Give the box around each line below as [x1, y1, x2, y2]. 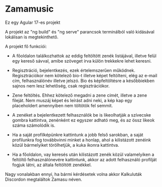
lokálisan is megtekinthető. [5, 34, 59, 40]
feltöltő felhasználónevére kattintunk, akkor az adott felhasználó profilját [12, 156, 157, 162]
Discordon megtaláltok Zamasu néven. [5, 176, 82, 182]
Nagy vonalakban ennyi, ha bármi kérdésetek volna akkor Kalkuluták [5, 171, 142, 177]
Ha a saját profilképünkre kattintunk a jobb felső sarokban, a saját [12, 132, 144, 137]
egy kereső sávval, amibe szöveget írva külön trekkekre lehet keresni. [12, 58, 152, 64]
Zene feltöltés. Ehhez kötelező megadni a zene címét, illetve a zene [12, 92, 147, 98]
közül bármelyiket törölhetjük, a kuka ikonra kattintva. [12, 142, 119, 148]
